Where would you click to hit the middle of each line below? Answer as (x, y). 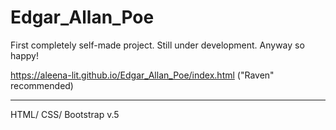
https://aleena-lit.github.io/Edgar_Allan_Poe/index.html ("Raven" (142, 75)
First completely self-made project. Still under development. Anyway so (157, 45)
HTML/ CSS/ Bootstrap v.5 (65, 114)
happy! (24, 55)
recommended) (42, 85)
